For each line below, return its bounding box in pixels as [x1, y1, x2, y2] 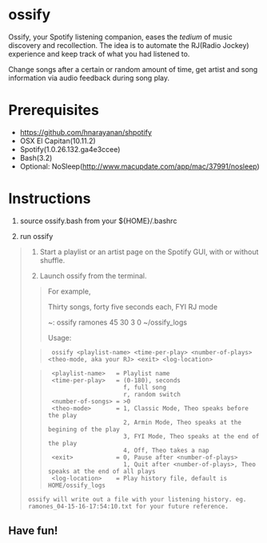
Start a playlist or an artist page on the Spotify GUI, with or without [39, 246, 259, 257]
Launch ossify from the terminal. [39, 270, 147, 281]
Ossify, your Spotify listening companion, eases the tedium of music [8, 32, 233, 42]
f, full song [122, 383, 166, 391]
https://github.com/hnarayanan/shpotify [19, 127, 152, 137]
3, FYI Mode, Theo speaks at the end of [122, 432, 260, 441]
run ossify [19, 231, 54, 241]
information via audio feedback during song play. [8, 73, 170, 82]
